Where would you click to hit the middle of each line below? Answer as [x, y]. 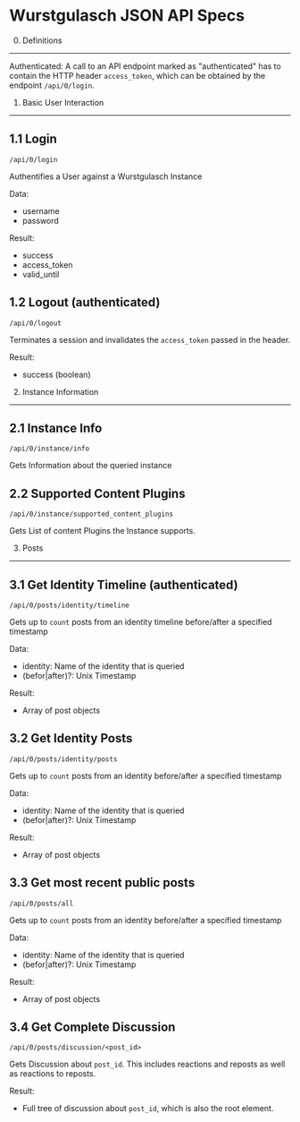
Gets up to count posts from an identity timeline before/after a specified [141, 622]
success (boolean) [56, 374]
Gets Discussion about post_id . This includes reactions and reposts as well [147, 1064]
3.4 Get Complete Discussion [92, 1028]
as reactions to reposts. [53, 1074]
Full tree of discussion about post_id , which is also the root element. [148, 1109]
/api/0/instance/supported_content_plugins [92, 514]
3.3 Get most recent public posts [102, 883]
